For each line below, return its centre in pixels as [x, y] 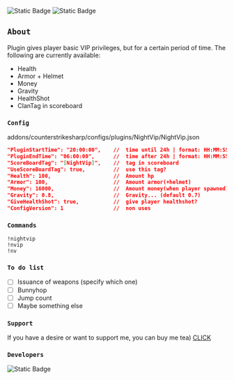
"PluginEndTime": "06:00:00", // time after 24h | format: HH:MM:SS [118, 156]
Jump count [34, 298]
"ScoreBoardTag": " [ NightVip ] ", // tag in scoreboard [93, 163]
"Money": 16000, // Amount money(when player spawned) [118, 189]
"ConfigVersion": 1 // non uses [79, 208]
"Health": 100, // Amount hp [81, 176]
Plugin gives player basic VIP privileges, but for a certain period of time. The [117, 47]
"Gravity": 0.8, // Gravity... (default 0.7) [104, 195]
